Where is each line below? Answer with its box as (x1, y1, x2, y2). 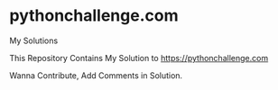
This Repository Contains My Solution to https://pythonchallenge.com (9, 52, 269, 63)
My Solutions (9, 35, 59, 46)
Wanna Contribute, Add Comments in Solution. (9, 69, 183, 81)
